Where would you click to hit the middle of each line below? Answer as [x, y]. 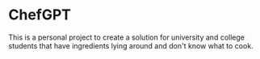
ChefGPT [40, 15]
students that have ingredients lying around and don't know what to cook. [131, 45]
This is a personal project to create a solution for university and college [126, 37]
